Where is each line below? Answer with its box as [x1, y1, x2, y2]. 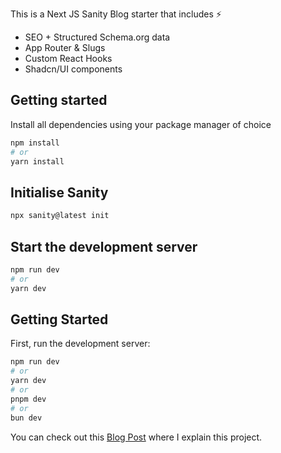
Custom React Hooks [24, 53, 113, 64]
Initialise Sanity [10, 184, 109, 201]
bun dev [10, 413, 43, 423]
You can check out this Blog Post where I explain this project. [10, 431, 263, 443]
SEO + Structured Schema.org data [24, 31, 171, 43]
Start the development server [10, 238, 198, 255]
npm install [10, 138, 60, 148]
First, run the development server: [10, 338, 151, 350]
